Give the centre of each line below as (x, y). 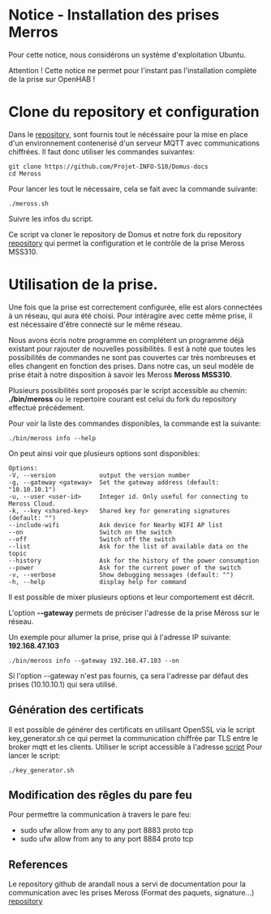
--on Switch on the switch (90, 532)
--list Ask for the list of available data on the (129, 546)
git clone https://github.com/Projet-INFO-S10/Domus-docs (108, 167)
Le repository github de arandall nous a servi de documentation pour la (127, 884)
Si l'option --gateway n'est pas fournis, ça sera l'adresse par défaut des (129, 675)
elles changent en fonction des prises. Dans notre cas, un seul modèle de (131, 366)
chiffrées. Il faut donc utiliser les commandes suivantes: (101, 151)
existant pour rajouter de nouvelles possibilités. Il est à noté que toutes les (132, 349)
